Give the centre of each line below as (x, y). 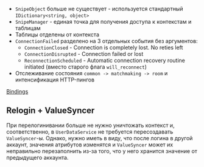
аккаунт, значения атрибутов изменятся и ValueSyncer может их (90, 145)
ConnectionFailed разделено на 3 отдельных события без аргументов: (106, 41)
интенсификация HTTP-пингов (55, 80)
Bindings (17, 91)
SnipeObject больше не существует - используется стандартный (99, 9)
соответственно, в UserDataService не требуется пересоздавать (90, 131)
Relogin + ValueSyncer (51, 111)
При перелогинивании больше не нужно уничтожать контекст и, (90, 125)
